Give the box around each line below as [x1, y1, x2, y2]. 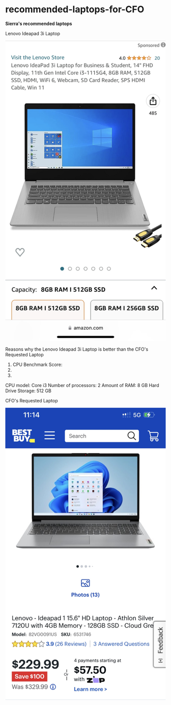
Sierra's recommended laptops [5, 20, 72, 27]
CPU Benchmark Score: [12, 361, 63, 368]
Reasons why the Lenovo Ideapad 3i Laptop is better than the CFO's [5, 346, 149, 352]
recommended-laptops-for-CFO [5, 4, 145, 15]
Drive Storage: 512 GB [5, 388, 52, 394]
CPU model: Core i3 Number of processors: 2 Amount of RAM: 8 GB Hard [5, 382, 159, 388]
